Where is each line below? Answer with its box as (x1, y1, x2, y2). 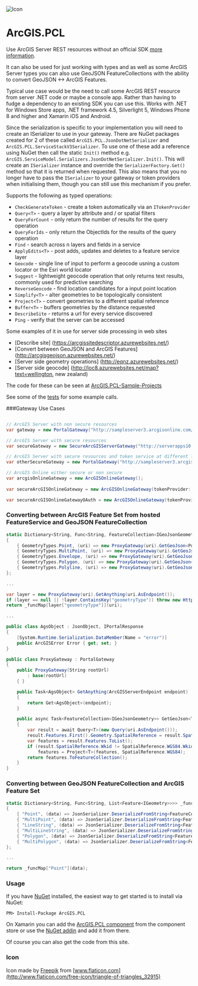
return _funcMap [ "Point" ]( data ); (6, 866, 88, 871)
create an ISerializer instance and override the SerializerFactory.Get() (6, 161, 186, 168)
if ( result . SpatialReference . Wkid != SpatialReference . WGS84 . (27, 743, 183, 749)
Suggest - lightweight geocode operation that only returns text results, (14, 272, 184, 279)
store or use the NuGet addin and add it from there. (6, 927, 131, 934)
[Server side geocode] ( (14, 364, 73, 371)
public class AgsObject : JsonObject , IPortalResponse (6, 623, 144, 630)
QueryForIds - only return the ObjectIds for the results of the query (14, 228, 176, 236)
